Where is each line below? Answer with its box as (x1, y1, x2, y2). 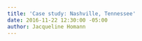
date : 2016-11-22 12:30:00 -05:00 (7, 17, 108, 24)
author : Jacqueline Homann (7, 23, 86, 30)
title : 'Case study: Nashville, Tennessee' (7, 10, 136, 17)
